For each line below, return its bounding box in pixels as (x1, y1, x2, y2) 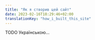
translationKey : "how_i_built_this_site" (5, 16, 92, 21)
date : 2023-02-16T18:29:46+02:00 (5, 12, 74, 17)
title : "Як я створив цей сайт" (5, 7, 71, 12)
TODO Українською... (5, 30, 50, 36)
